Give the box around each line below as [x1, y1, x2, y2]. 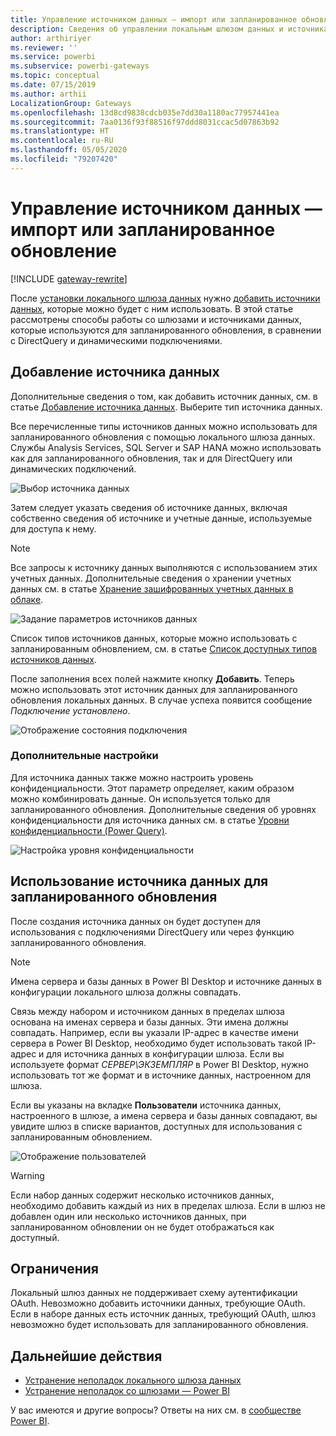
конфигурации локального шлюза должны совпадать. [10, 986, 242, 998]
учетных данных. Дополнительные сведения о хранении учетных [10, 572, 292, 584]
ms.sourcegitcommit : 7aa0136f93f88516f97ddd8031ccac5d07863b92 [10, 117, 280, 127]
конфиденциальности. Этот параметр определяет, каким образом [10, 782, 295, 794]
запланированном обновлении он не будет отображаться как [10, 1221, 275, 1233]
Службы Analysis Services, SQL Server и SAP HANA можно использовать [10, 441, 322, 453]
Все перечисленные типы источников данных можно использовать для [10, 420, 318, 432]
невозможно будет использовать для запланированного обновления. [10, 1319, 309, 1331]
